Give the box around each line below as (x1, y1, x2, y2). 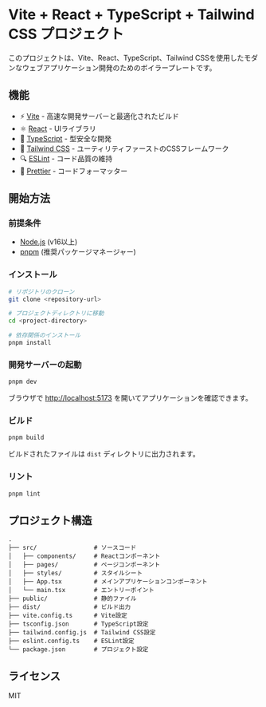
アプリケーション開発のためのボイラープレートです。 (42, 62, 217, 73)
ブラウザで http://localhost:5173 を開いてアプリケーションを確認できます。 (8, 393, 253, 403)
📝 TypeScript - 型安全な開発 (19, 133, 111, 143)
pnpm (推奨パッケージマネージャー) (19, 247, 137, 257)
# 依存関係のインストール (8, 331, 81, 340)
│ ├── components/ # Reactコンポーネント (8, 552, 161, 560)
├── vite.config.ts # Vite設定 (8, 612, 127, 620)
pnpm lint (8, 489, 41, 498)
